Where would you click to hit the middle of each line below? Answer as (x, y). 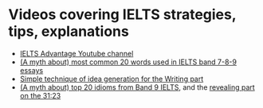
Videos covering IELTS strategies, (122, 15)
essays (31, 70)
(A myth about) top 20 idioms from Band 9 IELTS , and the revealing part (137, 87)
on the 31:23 (40, 95)
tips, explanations (69, 31)
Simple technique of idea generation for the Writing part (112, 79)
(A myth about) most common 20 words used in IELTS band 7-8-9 (128, 62)
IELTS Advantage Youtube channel (77, 53)
